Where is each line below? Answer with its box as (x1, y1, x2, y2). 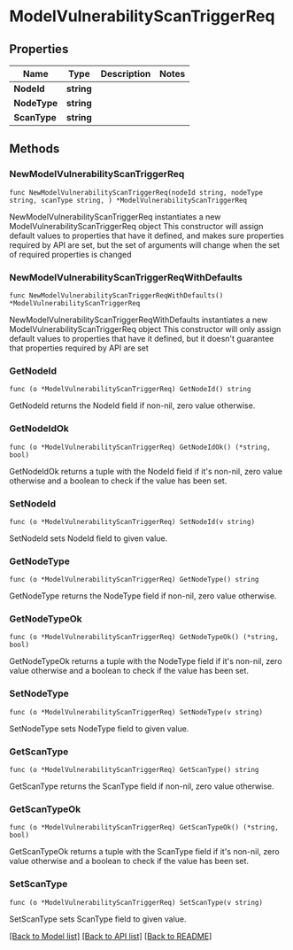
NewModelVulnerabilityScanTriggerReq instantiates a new (9, 211, 221, 222)
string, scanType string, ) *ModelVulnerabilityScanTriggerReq (9, 196, 248, 205)
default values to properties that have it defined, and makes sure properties (9, 230, 285, 241)
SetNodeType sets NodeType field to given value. (9, 723, 189, 734)
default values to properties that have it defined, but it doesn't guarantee (9, 333, 274, 344)
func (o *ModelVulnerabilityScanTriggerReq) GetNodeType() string (9, 575, 259, 584)
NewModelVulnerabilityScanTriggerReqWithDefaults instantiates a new (9, 314, 268, 325)
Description (100, 68, 151, 80)
